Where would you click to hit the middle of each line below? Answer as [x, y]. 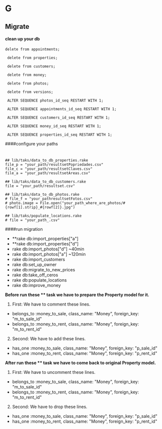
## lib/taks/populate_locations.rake [43, 216]
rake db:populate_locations [39, 280]
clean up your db [22, 39]
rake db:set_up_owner [34, 265]
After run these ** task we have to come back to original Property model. [81, 363]
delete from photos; [28, 83]
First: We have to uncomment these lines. [54, 372]
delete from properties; [32, 58]
